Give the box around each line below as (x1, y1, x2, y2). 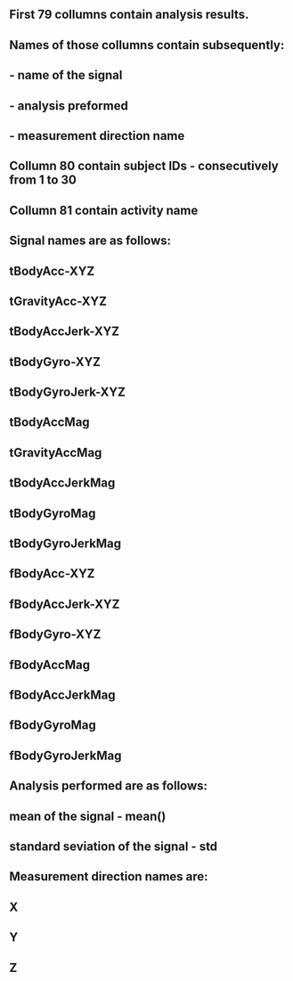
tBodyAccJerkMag (9, 476, 116, 491)
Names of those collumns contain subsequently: (9, 37, 285, 53)
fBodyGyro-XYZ (9, 627, 102, 642)
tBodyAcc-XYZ (9, 263, 95, 279)
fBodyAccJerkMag (9, 687, 116, 702)
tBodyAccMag (9, 414, 91, 430)
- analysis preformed (9, 98, 129, 113)
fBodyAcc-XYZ (9, 566, 95, 582)
